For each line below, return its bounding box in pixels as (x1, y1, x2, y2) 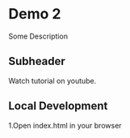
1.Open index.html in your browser (8, 120, 123, 130)
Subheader (8, 55, 66, 68)
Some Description (8, 31, 69, 41)
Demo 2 (8, 5, 61, 23)
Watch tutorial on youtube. (8, 75, 97, 85)
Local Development (8, 99, 108, 113)
